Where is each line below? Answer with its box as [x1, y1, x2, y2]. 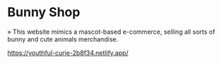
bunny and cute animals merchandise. [7, 34, 119, 43]
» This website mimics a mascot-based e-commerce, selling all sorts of [7, 27, 216, 36]
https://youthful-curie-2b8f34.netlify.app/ [7, 49, 129, 57]
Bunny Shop [7, 4, 81, 20]
